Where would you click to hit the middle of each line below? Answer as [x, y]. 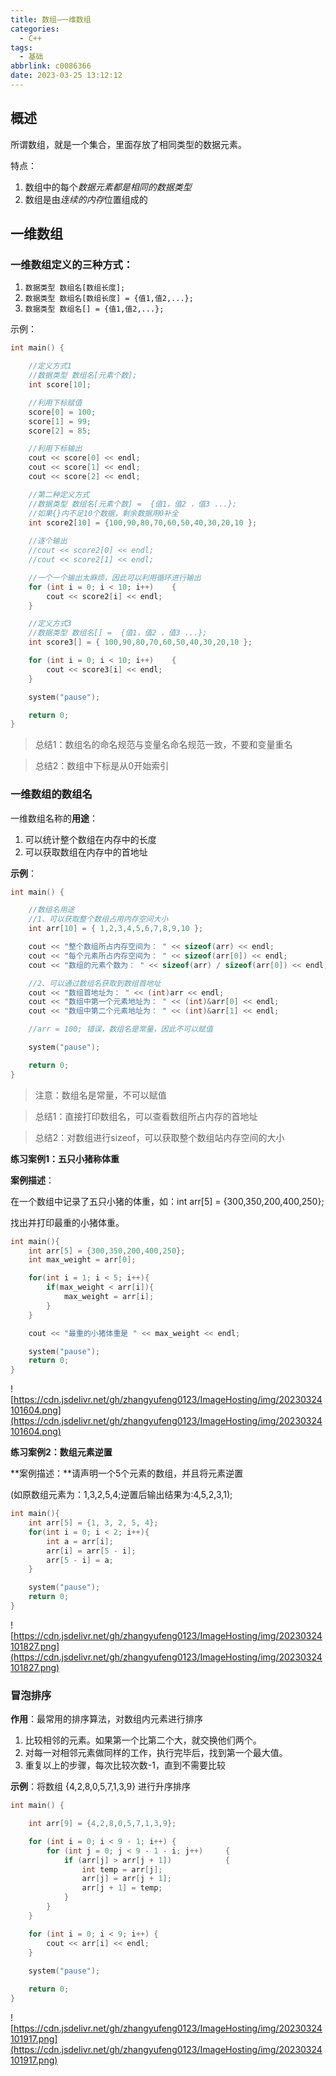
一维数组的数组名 [51, 794]
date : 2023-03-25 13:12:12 [66, 76]
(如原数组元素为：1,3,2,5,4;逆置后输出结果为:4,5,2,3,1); [121, 1495]
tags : [21, 47]
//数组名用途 [51, 910]
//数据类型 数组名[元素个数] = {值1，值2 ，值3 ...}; [133, 504]
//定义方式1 [50, 366]
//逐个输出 [48, 541]
